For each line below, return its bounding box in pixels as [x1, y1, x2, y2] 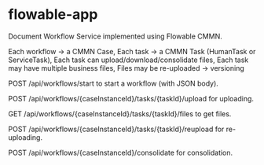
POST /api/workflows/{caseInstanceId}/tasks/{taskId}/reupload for [8, 124, 225, 134]
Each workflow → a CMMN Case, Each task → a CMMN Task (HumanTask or [8, 46, 256, 56]
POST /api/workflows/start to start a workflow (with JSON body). [8, 79, 218, 88]
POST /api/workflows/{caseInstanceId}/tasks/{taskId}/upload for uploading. [8, 93, 254, 103]
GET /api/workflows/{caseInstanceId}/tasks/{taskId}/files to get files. [8, 108, 232, 119]
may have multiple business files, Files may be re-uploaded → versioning [8, 63, 245, 72]
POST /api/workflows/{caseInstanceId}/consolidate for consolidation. [8, 148, 233, 157]
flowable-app [8, 5, 98, 24]
